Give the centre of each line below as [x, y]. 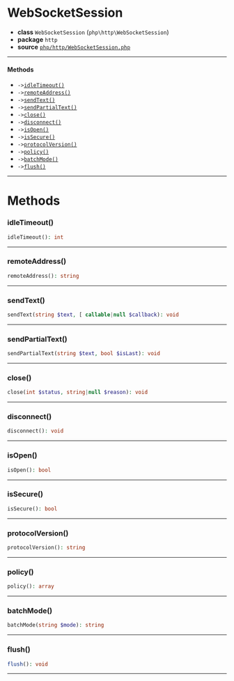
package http [37, 39]
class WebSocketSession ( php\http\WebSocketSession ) [93, 32]
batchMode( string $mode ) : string [56, 625]
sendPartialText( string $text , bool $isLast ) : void [84, 354]
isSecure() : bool [32, 509]
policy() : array [31, 586]
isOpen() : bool [29, 470]
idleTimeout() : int [36, 237]
